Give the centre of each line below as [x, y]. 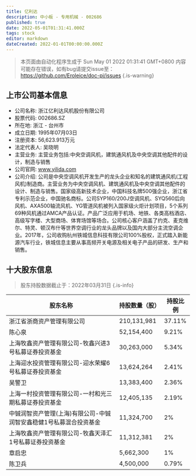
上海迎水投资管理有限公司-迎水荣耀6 [60, 362]
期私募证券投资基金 [36, 402]
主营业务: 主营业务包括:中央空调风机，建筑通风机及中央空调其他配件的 [98, 154]
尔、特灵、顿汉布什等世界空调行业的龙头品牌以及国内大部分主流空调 [96, 227]
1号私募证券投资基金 [37, 441]
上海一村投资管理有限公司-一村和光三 [61, 393]
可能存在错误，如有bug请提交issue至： [67, 69]
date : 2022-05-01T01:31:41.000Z [45, 28]
